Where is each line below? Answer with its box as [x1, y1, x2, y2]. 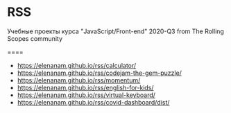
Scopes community [7, 34, 63, 42]
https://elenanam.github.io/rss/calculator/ [17, 61, 137, 69]
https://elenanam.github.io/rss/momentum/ [17, 76, 141, 84]
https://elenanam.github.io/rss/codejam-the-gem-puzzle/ [17, 69, 182, 77]
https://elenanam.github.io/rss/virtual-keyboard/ [17, 91, 156, 99]
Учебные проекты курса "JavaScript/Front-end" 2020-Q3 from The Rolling [7, 27, 224, 35]
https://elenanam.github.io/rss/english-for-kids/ [17, 83, 154, 92]
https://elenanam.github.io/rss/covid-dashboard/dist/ [17, 98, 170, 106]
